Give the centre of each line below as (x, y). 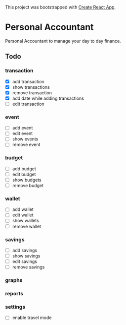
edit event (22, 133)
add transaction (28, 81)
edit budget (24, 174)
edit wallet (23, 215)
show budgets (27, 180)
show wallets (26, 221)
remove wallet (26, 226)
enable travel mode (32, 318)
